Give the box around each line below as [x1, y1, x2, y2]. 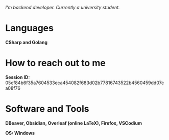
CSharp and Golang [5, 39, 47, 45]
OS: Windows [5, 130, 35, 136]
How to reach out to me [5, 57, 106, 69]
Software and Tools [5, 103, 89, 115]
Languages [5, 23, 54, 34]
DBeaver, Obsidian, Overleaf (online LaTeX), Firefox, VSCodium [5, 120, 142, 126]
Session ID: [5, 74, 30, 80]
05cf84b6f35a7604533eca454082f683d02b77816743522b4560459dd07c [5, 79, 164, 86]
